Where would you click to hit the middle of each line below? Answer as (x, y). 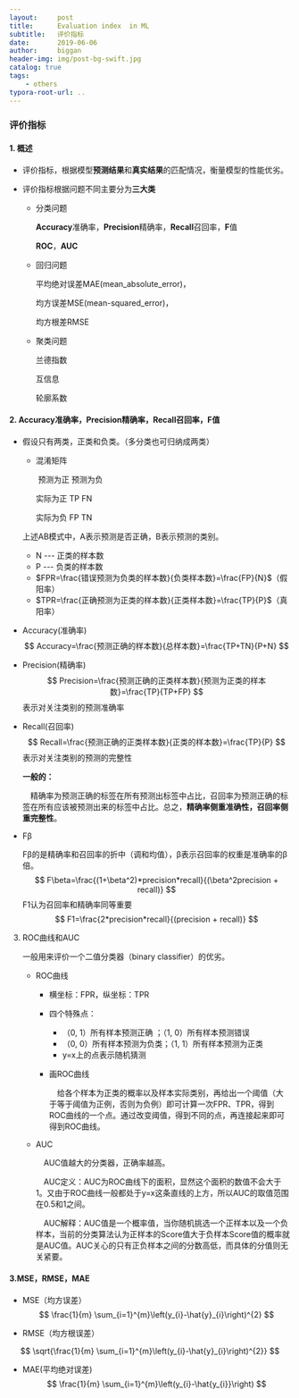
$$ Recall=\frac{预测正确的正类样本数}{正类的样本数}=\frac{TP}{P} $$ (157, 742)
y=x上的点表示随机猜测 (104, 1055)
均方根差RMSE (62, 322)
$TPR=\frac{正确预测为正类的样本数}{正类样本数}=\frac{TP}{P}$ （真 (162, 600)
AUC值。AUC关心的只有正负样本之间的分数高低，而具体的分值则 (162, 1245)
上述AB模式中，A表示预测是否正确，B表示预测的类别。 (123, 536)
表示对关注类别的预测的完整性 (77, 757)
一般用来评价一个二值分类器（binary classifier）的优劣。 (126, 956)
